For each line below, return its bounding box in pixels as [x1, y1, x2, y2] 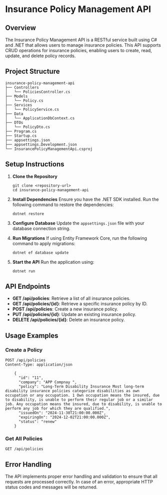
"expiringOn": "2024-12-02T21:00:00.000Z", [18, 415, 111, 420]
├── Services [5, 102, 32, 107]
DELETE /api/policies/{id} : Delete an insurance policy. [12, 317, 125, 323]
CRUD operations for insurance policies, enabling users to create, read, [5, 48, 152, 53]
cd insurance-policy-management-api [12, 187, 89, 193]
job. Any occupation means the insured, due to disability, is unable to [5, 402, 162, 407]
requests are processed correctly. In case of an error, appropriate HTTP [5, 479, 153, 485]
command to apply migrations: [12, 240, 75, 246]
